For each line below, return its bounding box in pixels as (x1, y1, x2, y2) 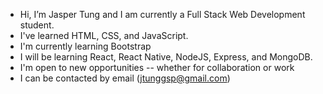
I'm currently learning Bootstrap (19, 40, 152, 52)
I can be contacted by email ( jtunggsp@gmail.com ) (19, 72, 231, 84)
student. (19, 19, 55, 31)
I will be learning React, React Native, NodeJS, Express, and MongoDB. (19, 51, 313, 63)
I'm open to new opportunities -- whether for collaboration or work (19, 62, 295, 73)
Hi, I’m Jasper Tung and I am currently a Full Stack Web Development (19, 9, 306, 20)
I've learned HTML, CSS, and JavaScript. (19, 30, 189, 41)
